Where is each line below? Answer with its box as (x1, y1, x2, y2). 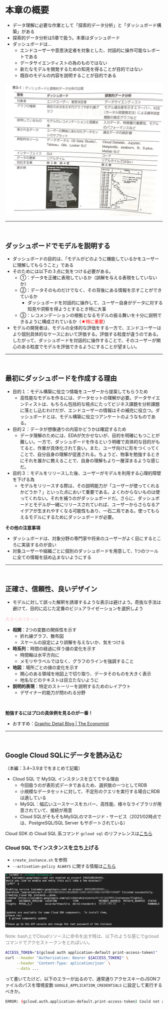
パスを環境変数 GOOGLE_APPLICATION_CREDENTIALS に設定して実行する (22, 982, 162, 988)
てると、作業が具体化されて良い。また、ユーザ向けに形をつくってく (19, 445, 160, 451)
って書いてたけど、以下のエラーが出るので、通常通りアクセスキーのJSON (5, 975, 156, 982)
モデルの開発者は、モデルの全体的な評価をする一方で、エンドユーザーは (12, 325, 161, 331)
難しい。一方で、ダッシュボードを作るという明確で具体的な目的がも (19, 438, 160, 444)
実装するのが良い (21, 541, 56, 547)
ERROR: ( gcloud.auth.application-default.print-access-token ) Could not (5, 999, 160, 1004)
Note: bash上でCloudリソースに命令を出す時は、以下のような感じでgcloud (5, 933, 159, 939)
